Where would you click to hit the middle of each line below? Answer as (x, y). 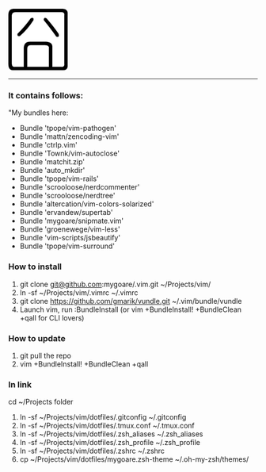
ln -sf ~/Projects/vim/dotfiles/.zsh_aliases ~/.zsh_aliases (111, 434)
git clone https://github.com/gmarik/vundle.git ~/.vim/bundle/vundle (131, 301)
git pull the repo (45, 355)
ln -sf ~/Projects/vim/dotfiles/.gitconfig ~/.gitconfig (103, 417)
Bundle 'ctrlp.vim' (48, 145)
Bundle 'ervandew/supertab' (66, 213)
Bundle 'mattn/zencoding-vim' (69, 136)
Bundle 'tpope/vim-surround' (67, 246)
